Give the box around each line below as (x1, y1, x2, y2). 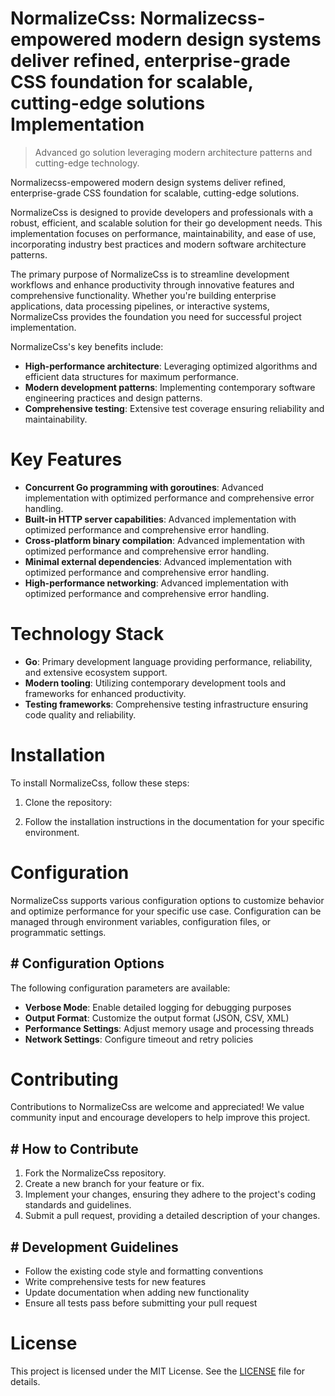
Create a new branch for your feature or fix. (24, 1178, 205, 1190)
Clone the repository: (24, 796, 113, 808)
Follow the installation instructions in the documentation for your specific (24, 815, 325, 827)
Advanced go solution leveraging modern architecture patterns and (34, 146, 313, 158)
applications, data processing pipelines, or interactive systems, (10, 300, 270, 312)
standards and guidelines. (24, 1199, 132, 1211)
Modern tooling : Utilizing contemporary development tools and (24, 677, 287, 689)
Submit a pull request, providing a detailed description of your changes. (24, 1210, 321, 1222)
